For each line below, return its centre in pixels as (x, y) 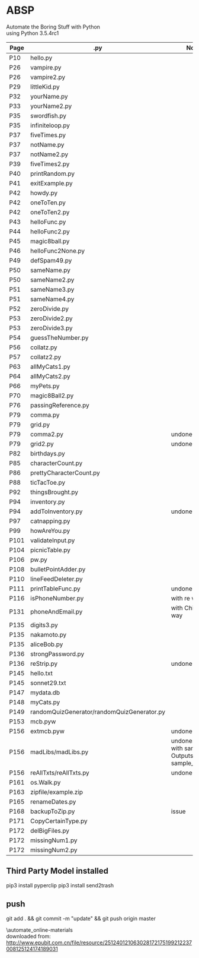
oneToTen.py (48, 203)
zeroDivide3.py (52, 328)
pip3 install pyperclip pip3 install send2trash (60, 885)
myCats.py (45, 702)
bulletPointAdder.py (58, 569)
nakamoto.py (49, 634)
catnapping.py (50, 521)
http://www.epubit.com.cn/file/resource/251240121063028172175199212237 (99, 943)
